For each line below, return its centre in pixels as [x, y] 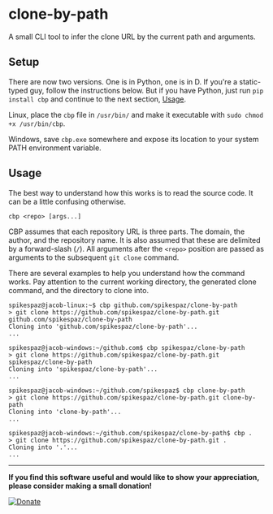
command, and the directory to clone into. [78, 290]
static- [250, 81]
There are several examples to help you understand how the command [127, 273]
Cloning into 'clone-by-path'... [65, 412]
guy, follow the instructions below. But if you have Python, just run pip [147, 90]
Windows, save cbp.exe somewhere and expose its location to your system [134, 139]
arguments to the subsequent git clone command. [94, 257]
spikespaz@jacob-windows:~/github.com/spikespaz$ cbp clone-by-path [127, 391]
